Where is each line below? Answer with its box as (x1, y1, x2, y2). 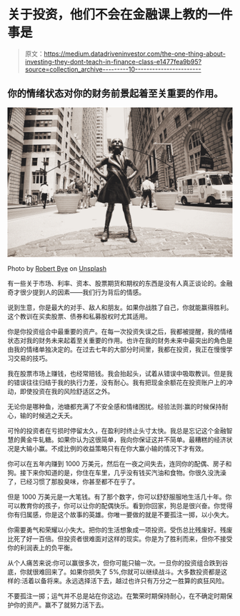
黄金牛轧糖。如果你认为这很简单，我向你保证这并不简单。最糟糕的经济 (19, 435, 226, 444)
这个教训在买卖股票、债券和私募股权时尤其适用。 (7, 312, 151, 321)
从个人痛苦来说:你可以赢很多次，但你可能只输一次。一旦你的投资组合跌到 (7, 559, 223, 567)
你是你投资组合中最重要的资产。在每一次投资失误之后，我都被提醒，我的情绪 (7, 327, 233, 336)
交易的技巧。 (13, 354, 51, 363)
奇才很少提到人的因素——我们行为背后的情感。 (7, 288, 145, 297)
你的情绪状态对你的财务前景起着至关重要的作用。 (7, 87, 224, 100)
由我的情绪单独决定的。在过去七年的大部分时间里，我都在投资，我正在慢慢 (7, 345, 226, 354)
